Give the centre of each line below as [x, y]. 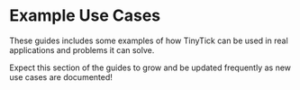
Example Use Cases [85, 16]
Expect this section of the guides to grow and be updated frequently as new [150, 67]
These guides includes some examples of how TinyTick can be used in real [149, 40]
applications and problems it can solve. [82, 49]
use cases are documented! [61, 76]
